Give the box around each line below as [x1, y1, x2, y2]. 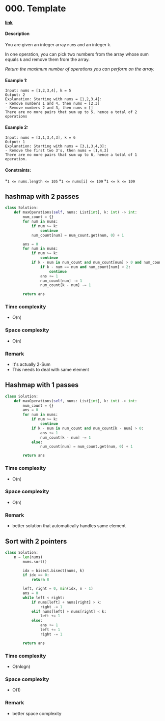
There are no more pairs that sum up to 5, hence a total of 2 [5, 110, 137, 115]
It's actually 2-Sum [12, 361, 51, 367]
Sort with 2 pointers [5, 537, 67, 545]
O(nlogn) [12, 663, 30, 669]
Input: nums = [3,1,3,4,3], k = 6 [5, 135, 76, 140]
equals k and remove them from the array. [5, 56, 90, 62]
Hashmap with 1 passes [5, 381, 79, 389]
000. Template [5, 3, 66, 14]
